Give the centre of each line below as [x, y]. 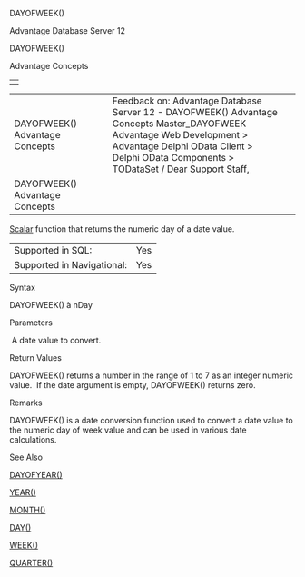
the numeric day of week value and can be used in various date [128, 430]
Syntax [23, 287]
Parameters [31, 323]
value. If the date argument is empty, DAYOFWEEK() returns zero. [133, 385]
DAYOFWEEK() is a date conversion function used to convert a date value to [151, 420]
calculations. [33, 439]
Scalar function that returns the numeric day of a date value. [122, 229]
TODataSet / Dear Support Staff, [181, 169]
